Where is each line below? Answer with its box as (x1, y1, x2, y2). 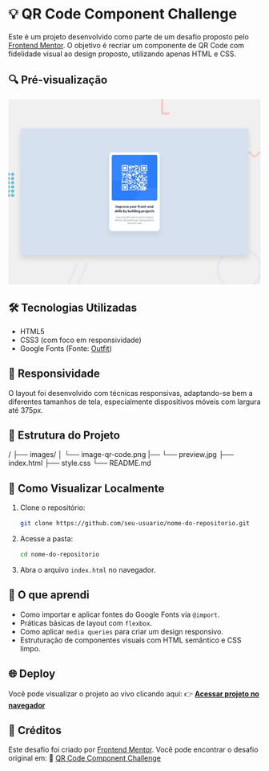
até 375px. (8, 405, 44, 414)
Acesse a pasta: (19, 534, 74, 544)
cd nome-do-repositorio (19, 551, 100, 559)
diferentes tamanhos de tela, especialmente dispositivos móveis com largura (8, 397, 261, 406)
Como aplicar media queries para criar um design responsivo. (19, 626, 224, 636)
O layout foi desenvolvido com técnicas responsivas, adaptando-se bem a (8, 388, 254, 398)
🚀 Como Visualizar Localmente (8, 481, 165, 495)
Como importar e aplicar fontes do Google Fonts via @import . (19, 610, 220, 619)
